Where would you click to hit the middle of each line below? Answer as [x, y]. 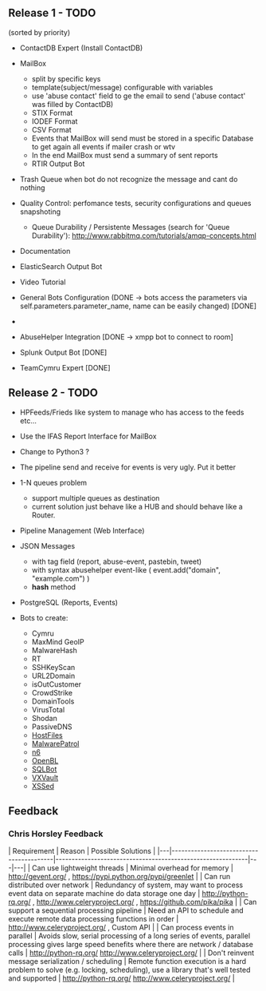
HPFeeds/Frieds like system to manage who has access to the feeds [132, 412]
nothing [32, 188]
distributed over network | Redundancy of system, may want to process [126, 885]
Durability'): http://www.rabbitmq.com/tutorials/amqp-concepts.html [144, 236]
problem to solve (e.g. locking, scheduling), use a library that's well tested [129, 970]
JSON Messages [47, 545]
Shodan [44, 718]
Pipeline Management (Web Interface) [82, 530]
